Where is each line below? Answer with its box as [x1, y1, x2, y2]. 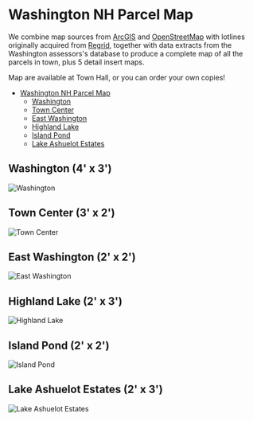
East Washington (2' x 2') [8, 250, 137, 263]
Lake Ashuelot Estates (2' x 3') [8, 383, 163, 396]
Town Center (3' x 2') [8, 206, 115, 220]
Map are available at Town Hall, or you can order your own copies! [8, 72, 225, 82]
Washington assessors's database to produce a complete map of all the [8, 49, 243, 58]
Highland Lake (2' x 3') [8, 294, 123, 308]
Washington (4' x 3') [8, 162, 113, 176]
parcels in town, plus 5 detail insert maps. [8, 57, 145, 67]
